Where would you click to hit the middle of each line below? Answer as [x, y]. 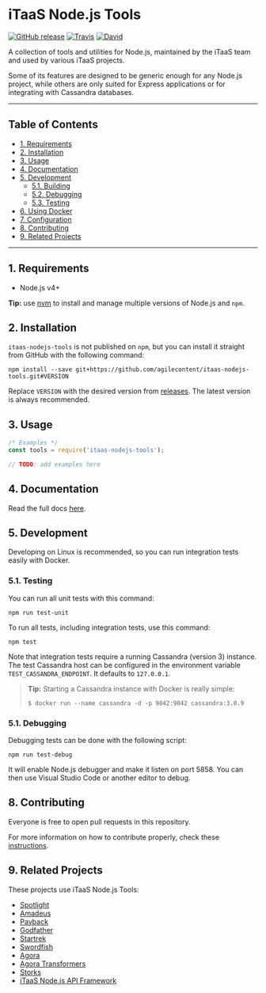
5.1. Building [51, 186]
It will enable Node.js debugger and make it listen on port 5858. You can [126, 770]
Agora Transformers [53, 964]
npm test [23, 642]
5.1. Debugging [38, 723]
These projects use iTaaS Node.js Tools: [74, 889]
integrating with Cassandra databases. [71, 92]
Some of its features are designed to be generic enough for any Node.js [125, 75]
